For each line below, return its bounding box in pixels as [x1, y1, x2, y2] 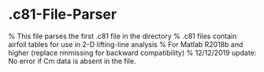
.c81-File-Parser [8, 5, 117, 23]
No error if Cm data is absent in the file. [8, 56, 136, 66]
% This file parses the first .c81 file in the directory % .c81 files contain [8, 31, 237, 41]
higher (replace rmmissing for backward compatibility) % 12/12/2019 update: [8, 48, 257, 57]
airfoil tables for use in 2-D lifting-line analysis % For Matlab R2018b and [8, 39, 244, 49]
